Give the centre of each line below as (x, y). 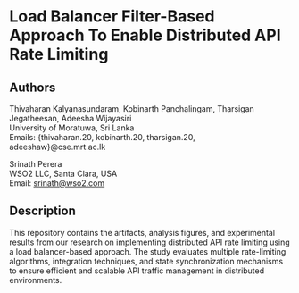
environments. (36, 280)
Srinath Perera (36, 164)
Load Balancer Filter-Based (112, 17)
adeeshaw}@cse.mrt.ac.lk (58, 146)
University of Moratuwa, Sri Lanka (72, 128)
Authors (33, 87)
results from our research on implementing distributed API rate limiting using (149, 242)
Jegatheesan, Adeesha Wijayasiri (71, 118)
